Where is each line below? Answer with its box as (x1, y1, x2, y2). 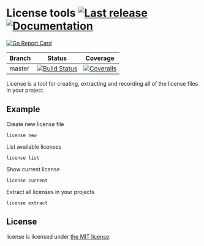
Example (6, 104, 40, 114)
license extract (6, 199, 48, 206)
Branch (9, 54, 31, 62)
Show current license (6, 165, 60, 173)
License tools (6, 6, 76, 20)
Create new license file (6, 120, 64, 128)
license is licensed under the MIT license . (6, 233, 111, 240)
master (9, 64, 29, 73)
